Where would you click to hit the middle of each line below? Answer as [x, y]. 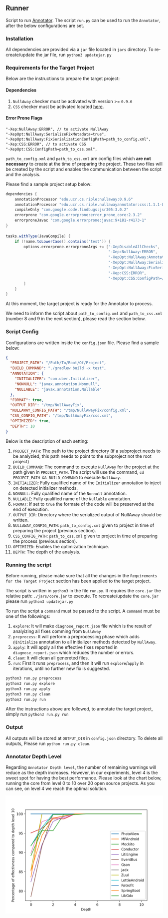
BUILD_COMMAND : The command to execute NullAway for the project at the [86, 467]
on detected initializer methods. [45, 488]
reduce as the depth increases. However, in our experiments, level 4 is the [82, 773]
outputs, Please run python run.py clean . [48, 743]
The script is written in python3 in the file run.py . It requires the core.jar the [83, 591]
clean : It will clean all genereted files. [51, 658]
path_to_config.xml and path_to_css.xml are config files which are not [78, 158]
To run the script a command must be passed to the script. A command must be [83, 611]
